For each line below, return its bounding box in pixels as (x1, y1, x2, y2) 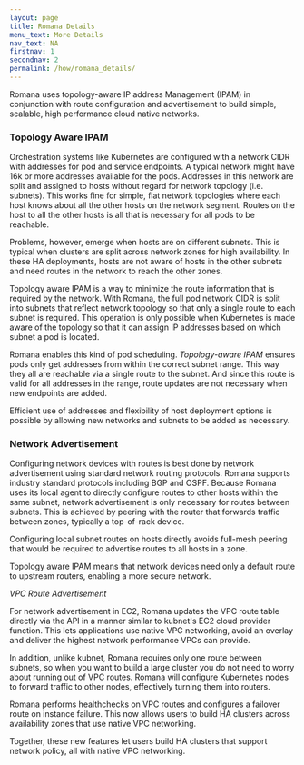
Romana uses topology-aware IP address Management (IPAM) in (9, 88, 251, 100)
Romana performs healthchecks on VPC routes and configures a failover (9, 699, 281, 710)
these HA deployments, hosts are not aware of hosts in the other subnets (9, 256, 283, 267)
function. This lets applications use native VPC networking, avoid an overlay (9, 625, 293, 636)
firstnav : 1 (9, 47, 54, 56)
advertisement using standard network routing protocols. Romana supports (9, 468, 290, 479)
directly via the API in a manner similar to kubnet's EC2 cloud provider (9, 615, 271, 627)
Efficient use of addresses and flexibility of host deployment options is (9, 405, 272, 416)
